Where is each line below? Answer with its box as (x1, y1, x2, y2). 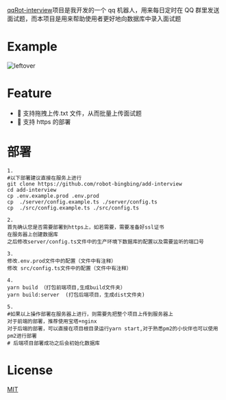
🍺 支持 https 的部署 (16, 117, 71, 125)
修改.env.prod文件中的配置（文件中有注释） (7, 258, 116, 264)
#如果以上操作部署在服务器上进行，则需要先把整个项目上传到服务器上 (7, 310, 173, 317)
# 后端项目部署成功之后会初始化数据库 (7, 340, 101, 347)
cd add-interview (7, 186, 57, 193)
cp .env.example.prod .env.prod (7, 192, 99, 199)
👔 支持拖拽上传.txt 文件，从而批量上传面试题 (16, 109, 142, 117)
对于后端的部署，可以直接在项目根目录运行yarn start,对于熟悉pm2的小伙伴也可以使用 (7, 325, 218, 332)
